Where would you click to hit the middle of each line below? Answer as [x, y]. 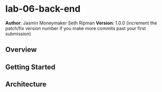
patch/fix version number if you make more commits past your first [76, 28]
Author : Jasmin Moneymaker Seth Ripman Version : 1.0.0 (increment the [81, 23]
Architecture [26, 84]
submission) [18, 34]
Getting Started [30, 67]
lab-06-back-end [43, 9]
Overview [21, 50]
